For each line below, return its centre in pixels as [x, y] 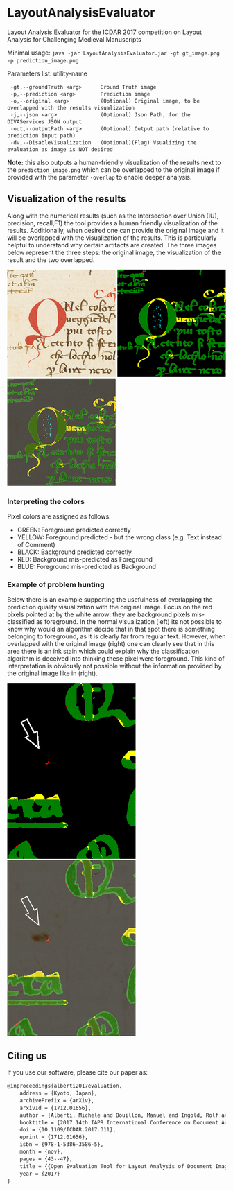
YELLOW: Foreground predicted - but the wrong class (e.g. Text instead [119, 537]
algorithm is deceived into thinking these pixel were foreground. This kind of [116, 659]
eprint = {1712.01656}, [54, 1137]
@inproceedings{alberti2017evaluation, [65, 1086]
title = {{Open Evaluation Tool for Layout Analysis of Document [116, 1166]
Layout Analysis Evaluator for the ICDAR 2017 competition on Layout [105, 32]
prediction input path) [42, 136]
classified [21, 622]
